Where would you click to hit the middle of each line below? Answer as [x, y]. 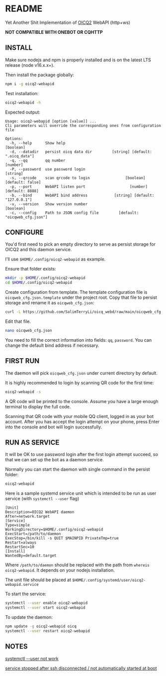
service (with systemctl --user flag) [42, 499]
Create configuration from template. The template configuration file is [76, 292]
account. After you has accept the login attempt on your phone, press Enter [83, 421]
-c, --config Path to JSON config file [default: [74, 213]
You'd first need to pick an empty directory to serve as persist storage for [80, 244]
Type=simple [17, 525]
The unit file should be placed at [38, 580]
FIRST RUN [22, 361]
